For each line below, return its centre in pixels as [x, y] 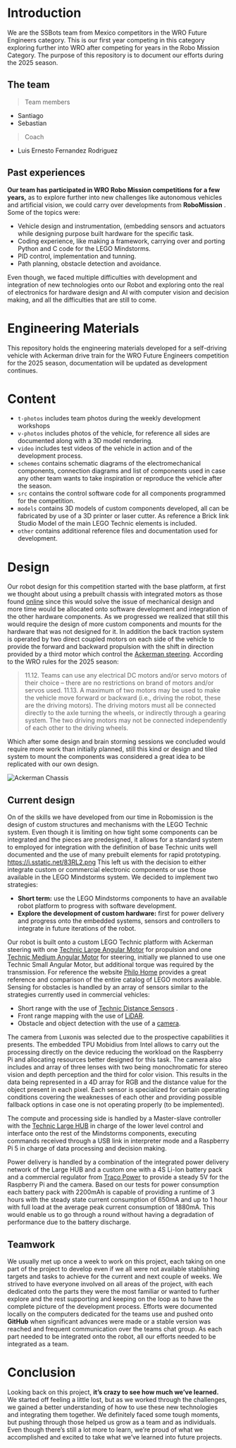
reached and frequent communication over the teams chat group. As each [115, 1329]
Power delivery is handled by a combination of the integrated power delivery [118, 1162]
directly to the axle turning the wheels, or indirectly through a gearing [125, 713]
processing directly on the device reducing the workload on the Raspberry [115, 1052]
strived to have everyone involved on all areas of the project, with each [110, 1284]
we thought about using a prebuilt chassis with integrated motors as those [115, 594]
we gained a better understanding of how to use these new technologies [113, 1407]
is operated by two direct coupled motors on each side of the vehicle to [111, 639]
